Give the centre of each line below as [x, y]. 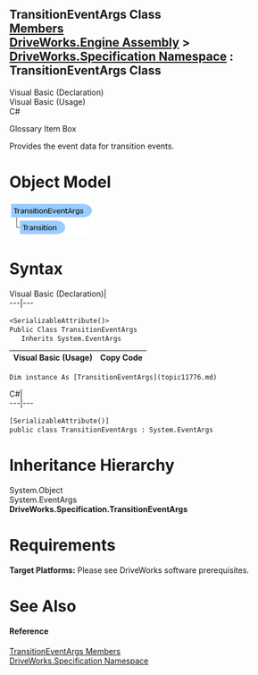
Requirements [62, 545]
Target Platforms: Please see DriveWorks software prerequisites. [129, 570]
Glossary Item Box [43, 128]
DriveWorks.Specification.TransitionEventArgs [99, 508]
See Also [43, 606]
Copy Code [121, 358]
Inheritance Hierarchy [92, 465]
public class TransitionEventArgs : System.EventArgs [112, 430]
